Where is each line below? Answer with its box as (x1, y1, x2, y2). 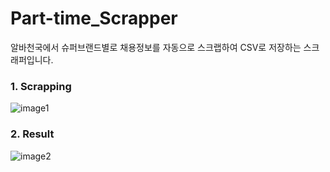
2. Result (10, 127, 55, 141)
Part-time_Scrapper (10, 7, 178, 30)
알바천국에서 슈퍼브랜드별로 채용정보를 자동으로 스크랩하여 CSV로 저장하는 (10, 41, 302, 53)
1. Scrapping (10, 79, 72, 93)
